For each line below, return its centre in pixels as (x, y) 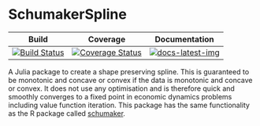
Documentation (184, 39)
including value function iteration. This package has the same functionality (129, 105)
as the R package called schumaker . (67, 113)
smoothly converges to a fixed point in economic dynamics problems (120, 96)
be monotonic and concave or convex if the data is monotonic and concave (130, 80)
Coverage (107, 39)
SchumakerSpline (68, 14)
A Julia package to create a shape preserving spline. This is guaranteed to (129, 71)
